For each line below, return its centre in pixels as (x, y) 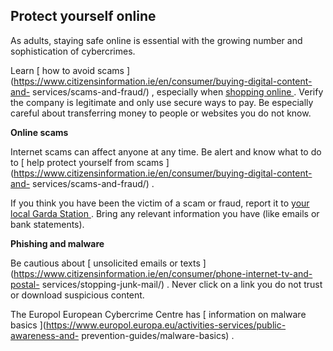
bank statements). (47, 224)
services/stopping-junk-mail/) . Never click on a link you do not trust (182, 284)
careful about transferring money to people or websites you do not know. (161, 113)
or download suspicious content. (77, 295)
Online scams (39, 132)
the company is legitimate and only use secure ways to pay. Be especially (162, 102)
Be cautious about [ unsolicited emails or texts (105, 263)
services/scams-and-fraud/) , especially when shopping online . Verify (178, 91)
